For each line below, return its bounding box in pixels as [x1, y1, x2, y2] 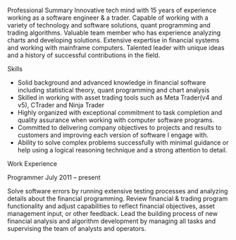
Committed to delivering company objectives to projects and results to [17, 124, 222, 131]
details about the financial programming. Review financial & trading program [7, 194, 228, 203]
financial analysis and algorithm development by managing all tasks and [7, 217, 216, 225]
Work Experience [7, 160, 58, 168]
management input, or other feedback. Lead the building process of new [7, 210, 218, 217]
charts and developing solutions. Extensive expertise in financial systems [7, 36, 220, 44]
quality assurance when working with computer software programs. [17, 116, 215, 124]
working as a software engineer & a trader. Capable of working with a [7, 13, 209, 22]
